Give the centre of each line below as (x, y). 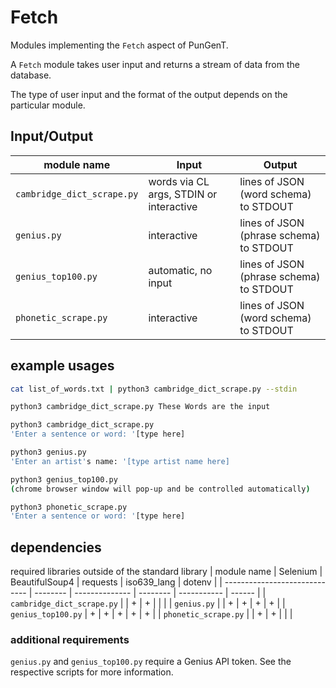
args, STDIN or (183, 194)
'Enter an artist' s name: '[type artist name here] (120, 461)
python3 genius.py (48, 452)
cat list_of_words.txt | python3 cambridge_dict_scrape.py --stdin (154, 389)
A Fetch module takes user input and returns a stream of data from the (155, 64)
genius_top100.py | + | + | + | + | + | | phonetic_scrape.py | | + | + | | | (151, 614)
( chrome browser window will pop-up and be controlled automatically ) (160, 489)
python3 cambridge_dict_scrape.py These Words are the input (140, 407)
